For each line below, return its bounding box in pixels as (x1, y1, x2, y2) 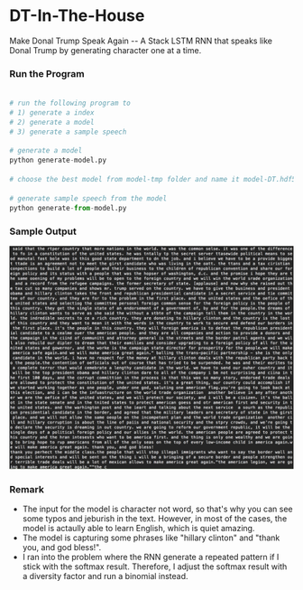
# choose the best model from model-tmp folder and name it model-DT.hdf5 (9, 175, 297, 184)
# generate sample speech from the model (9, 193, 168, 203)
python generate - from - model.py (9, 203, 127, 212)
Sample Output (9, 225, 77, 238)
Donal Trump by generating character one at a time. (9, 44, 202, 55)
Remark (9, 482, 45, 495)
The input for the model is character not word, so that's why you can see (22, 503, 293, 514)
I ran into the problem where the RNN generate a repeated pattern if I (22, 551, 280, 562)
